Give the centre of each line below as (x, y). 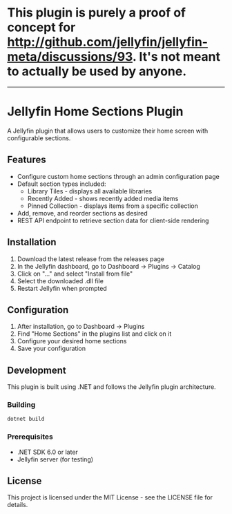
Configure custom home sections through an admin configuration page (118, 176)
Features (27, 160)
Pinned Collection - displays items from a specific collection (113, 206)
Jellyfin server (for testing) (55, 459)
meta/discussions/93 (70, 57)
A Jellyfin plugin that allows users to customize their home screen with (108, 131)
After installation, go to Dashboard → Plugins (81, 327)
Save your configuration (51, 349)
